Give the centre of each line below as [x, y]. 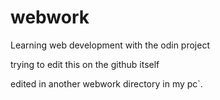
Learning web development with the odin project [110, 45]
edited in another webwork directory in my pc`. [106, 83]
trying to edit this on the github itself [85, 64]
